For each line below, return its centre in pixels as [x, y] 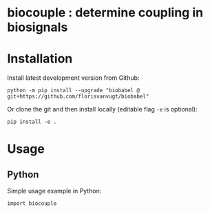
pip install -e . [32, 122]
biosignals [38, 27]
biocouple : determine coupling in [105, 13]
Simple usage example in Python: [54, 191]
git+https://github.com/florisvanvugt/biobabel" [78, 97]
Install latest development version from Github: [73, 78]
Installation [40, 59]
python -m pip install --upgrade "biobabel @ [73, 91]
